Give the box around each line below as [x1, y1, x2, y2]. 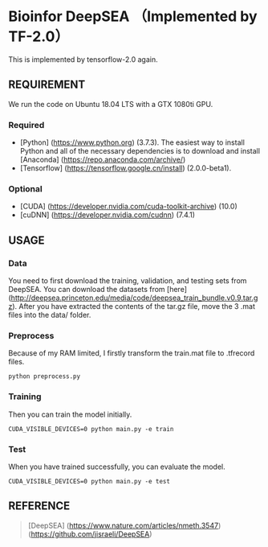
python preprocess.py [8, 372, 81, 380]
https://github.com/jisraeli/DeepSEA [30, 528, 150, 539]
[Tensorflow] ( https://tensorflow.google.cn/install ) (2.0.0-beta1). [19, 163, 232, 173]
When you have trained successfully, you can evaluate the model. [8, 462, 226, 471]
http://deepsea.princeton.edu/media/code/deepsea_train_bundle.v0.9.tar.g [10, 293, 258, 302]
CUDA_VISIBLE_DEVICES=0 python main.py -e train [8, 425, 174, 433]
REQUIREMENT [8, 78, 86, 92]
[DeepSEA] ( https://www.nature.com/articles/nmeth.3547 [27, 520, 219, 530]
